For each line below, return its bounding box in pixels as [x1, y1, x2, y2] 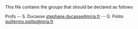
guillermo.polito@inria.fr [5, 19, 54, 24]
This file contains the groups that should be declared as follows [5, 4, 133, 10]
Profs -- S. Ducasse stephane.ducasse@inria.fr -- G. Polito [5, 14, 124, 19]
